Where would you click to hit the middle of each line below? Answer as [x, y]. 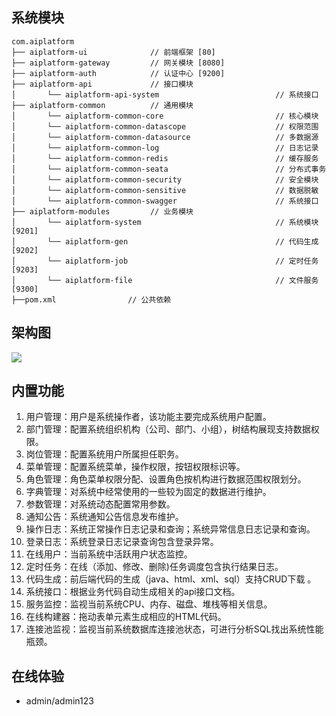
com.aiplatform [43, 41]
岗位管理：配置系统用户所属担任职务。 [104, 454]
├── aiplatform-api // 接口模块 [102, 84]
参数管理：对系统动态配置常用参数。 [100, 504]
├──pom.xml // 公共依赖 [91, 299]
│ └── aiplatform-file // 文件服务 [165, 280]
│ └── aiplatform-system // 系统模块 [165, 222]
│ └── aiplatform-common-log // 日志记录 [165, 148]
